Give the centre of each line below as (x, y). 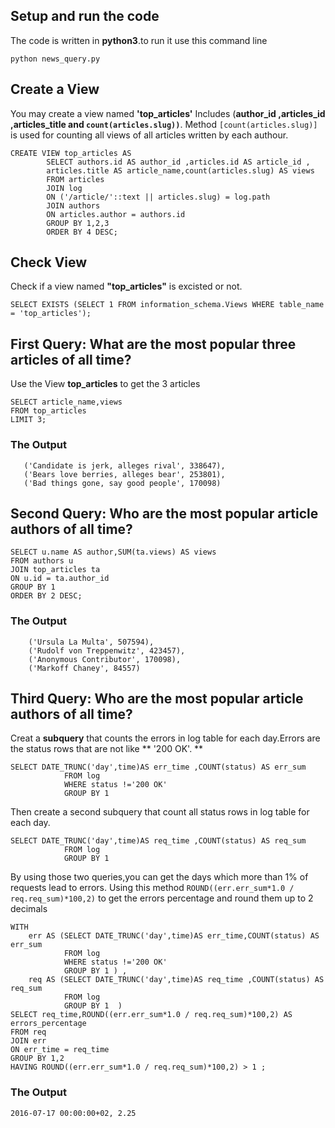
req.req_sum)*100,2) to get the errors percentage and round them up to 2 (162, 898)
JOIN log (64, 188)
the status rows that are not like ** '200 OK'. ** (107, 749)
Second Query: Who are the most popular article (164, 513)
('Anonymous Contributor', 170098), (105, 659)
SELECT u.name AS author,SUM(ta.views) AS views (113, 552)
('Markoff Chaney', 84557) (84, 668)
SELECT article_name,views (66, 402)
